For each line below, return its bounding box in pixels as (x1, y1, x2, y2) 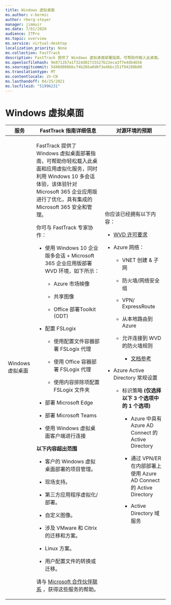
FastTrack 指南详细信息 (40, 127, 97, 134)
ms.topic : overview (5, 36, 47, 41)
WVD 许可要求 (113, 231, 148, 238)
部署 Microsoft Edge (45, 399, 93, 406)
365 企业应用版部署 (45, 259, 93, 266)
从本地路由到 (122, 315, 153, 322)
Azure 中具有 (130, 415, 162, 422)
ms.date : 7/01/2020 (5, 27, 47, 32)
